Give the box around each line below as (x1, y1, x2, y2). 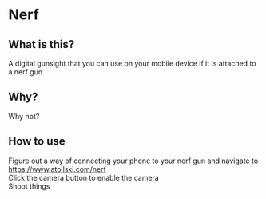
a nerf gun (8, 67, 42, 77)
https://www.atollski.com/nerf (8, 164, 106, 173)
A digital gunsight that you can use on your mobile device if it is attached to (8, 58, 256, 68)
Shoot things (8, 181, 50, 191)
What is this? (8, 38, 75, 51)
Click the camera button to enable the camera (8, 173, 160, 182)
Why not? (8, 111, 40, 121)
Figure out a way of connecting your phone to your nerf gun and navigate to (8, 156, 259, 165)
